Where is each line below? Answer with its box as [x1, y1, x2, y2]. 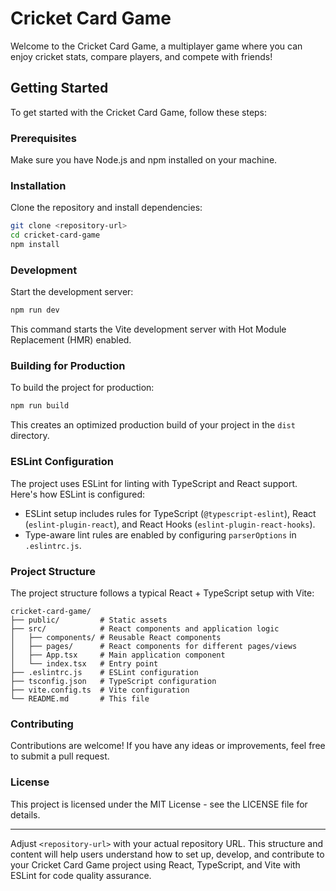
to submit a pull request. [10, 750, 110, 762]
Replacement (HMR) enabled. [10, 334, 132, 346]
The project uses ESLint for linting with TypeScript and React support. [10, 477, 298, 489]
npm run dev [10, 305, 60, 316]
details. [10, 808, 41, 821]
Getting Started [10, 80, 109, 97]
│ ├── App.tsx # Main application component [10, 650, 226, 660]
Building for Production [10, 359, 126, 373]
